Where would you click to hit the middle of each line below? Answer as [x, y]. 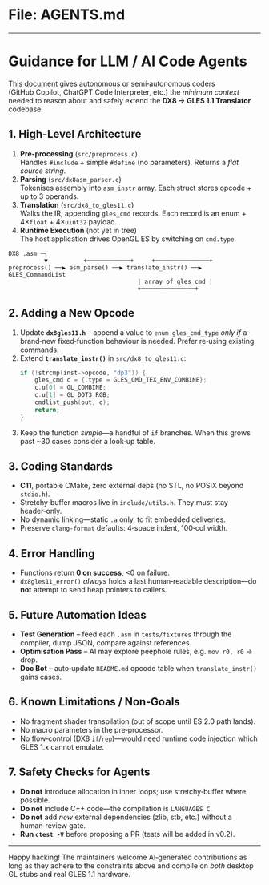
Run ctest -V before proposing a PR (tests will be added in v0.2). [127, 834]
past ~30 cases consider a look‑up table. [88, 441]
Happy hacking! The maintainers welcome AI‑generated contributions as [128, 857]
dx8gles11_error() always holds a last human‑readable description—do [138, 581]
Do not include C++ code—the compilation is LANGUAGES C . [116, 808]
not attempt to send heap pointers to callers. [93, 590]
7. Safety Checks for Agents [79, 772]
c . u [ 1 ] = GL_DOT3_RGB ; [72, 395]
